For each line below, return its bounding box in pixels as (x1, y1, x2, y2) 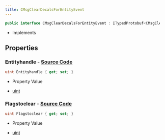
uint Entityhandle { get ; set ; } (5, 70, 74, 75)
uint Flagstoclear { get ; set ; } (5, 112, 74, 116)
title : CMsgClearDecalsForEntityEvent (5, 7, 84, 12)
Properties (5, 44, 38, 52)
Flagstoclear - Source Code (5, 100, 72, 107)
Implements (12, 29, 36, 35)
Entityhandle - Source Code (5, 58, 73, 65)
